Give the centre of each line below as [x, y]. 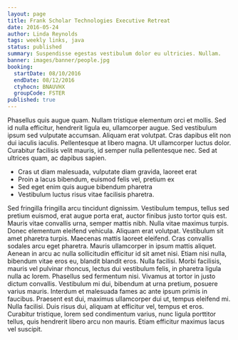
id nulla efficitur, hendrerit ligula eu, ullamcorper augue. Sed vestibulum [112, 128]
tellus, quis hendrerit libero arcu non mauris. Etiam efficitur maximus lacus [116, 322]
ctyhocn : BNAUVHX [40, 87]
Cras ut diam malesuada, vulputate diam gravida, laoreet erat [107, 172]
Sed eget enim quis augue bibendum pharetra [85, 187]
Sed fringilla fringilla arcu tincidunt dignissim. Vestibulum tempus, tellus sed [118, 208]
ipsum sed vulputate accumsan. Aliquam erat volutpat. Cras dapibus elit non [119, 135]
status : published [35, 47]
